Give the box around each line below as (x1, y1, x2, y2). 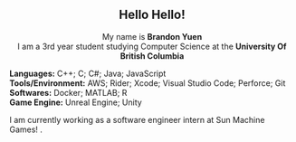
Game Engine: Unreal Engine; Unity (9, 97, 142, 108)
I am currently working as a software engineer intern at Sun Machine (9, 114, 265, 125)
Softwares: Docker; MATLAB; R (9, 87, 128, 98)
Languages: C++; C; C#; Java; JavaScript (9, 68, 167, 79)
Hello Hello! (119, 7, 186, 23)
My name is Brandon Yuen (101, 31, 203, 42)
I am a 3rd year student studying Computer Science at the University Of (17, 41, 287, 52)
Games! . (9, 124, 43, 135)
